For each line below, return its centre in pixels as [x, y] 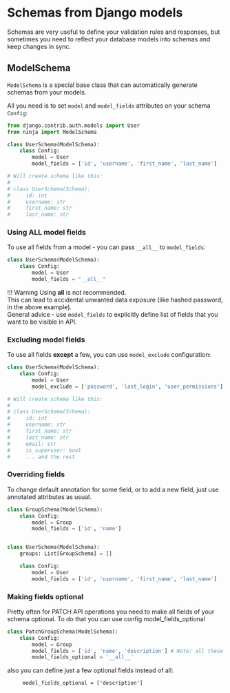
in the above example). [40, 307]
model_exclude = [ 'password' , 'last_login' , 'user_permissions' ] [128, 387]
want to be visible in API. [42, 322]
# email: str [32, 444]
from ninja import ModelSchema [52, 132]
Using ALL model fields [46, 233]
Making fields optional [45, 596]
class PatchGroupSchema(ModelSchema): [63, 632]
